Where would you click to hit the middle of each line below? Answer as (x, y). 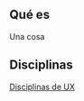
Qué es (30, 15)
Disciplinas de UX (42, 87)
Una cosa (27, 36)
